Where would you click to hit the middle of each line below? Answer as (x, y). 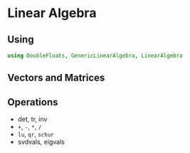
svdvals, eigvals (41, 142)
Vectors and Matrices (56, 78)
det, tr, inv (32, 120)
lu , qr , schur (36, 134)
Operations (33, 102)
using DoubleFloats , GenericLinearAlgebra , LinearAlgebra (95, 56)
